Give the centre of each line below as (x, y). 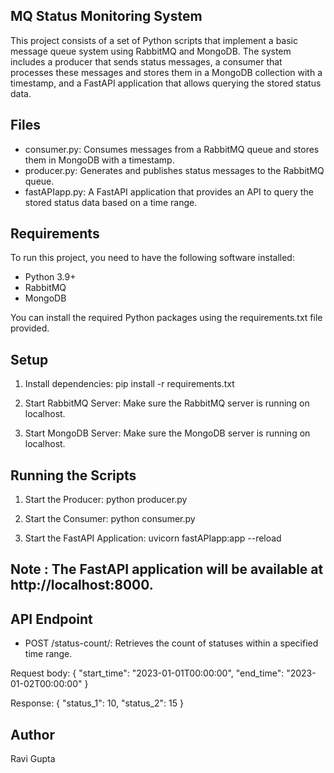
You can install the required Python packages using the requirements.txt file (166, 318)
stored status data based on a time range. (111, 202)
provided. (30, 328)
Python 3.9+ (50, 277)
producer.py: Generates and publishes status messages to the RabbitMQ (174, 170)
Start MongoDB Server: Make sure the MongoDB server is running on (167, 433)
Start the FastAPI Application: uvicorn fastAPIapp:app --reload (153, 538)
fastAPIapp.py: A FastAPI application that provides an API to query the (169, 191)
